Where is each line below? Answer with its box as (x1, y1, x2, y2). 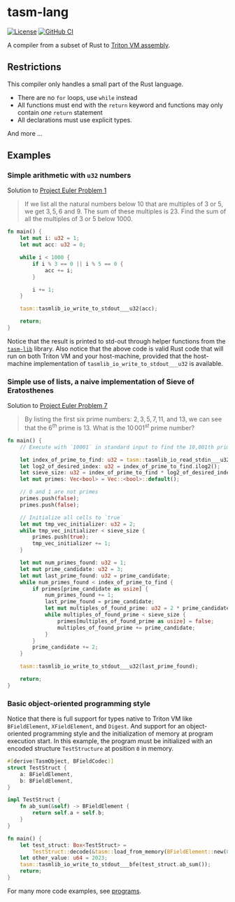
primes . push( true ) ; (32, 533, 90, 541)
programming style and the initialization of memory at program (32, 729, 213, 738)
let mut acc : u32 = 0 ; (20, 241, 86, 248)
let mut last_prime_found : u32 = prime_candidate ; (20, 572, 171, 579)
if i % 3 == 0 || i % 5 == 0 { (32, 260, 124, 267)
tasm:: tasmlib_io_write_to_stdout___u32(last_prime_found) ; (20, 663, 199, 670)
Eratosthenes (7, 386, 54, 395)
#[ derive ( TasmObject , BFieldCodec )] (7, 758, 114, 765)
